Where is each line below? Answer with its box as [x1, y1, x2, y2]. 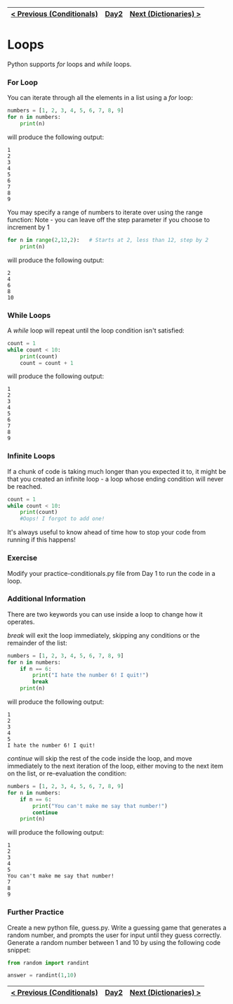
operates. [7, 617, 35, 626]
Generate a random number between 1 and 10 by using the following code [7, 938, 221, 946]
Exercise [7, 553, 38, 563]
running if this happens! [7, 536, 76, 544]
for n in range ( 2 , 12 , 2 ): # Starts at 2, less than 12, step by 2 [7, 236, 209, 243]
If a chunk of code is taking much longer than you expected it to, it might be [7, 467, 227, 475]
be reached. [7, 482, 42, 491]
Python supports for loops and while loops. [7, 60, 132, 68]
